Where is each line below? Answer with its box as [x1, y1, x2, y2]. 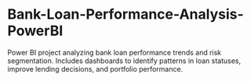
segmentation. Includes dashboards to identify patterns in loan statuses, [7, 56, 242, 65]
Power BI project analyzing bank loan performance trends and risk [7, 48, 222, 57]
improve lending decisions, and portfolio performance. [7, 64, 184, 73]
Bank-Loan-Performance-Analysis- [7, 5, 244, 23]
